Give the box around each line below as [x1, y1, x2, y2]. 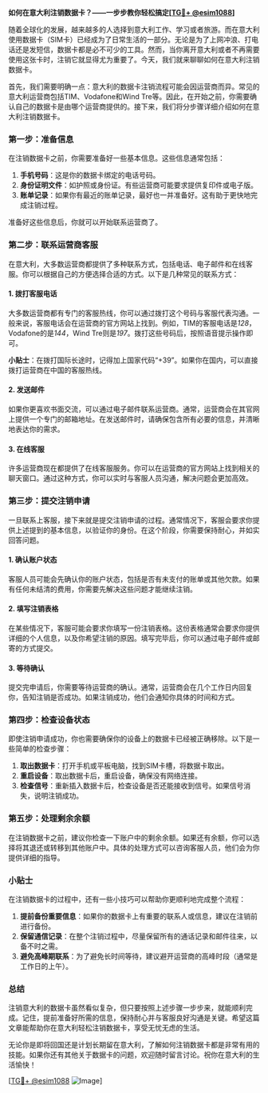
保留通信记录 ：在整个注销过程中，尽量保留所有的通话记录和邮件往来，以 [19, 931, 258, 941]
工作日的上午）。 [19, 962, 73, 971]
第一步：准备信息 [8, 134, 74, 145]
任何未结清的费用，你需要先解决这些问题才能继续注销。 [14, 584, 197, 594]
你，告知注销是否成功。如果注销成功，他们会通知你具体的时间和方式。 [8, 692, 239, 703]
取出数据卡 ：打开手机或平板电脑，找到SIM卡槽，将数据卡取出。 [19, 761, 229, 771]
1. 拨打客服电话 [8, 289, 57, 298]
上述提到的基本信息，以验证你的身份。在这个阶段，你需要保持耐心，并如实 [14, 525, 260, 534]
